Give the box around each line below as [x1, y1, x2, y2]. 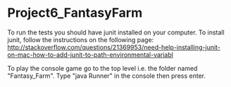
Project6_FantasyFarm [7, 5, 143, 21]
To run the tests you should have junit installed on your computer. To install [7, 28, 225, 36]
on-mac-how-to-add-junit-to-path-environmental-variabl [7, 51, 174, 59]
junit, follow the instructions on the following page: [7, 35, 154, 43]
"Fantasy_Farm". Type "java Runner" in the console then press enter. [7, 72, 206, 80]
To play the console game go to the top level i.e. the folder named [7, 64, 198, 72]
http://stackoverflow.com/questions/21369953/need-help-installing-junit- [7, 43, 220, 51]
